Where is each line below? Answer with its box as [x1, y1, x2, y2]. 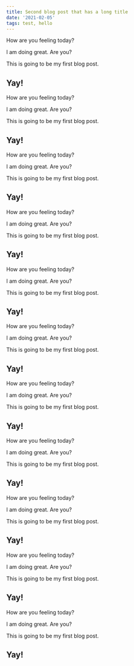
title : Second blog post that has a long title [6, 8, 129, 15]
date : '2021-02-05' [6, 15, 56, 21]
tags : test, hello [6, 20, 53, 26]
